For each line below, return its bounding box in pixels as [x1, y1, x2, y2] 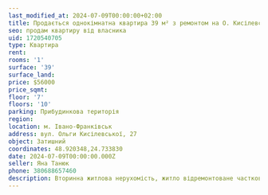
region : [8, 115, 34, 123]
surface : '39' [8, 64, 56, 72]
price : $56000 [8, 78, 56, 86]
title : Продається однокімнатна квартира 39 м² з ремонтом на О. [8, 19, 230, 27]
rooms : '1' [8, 57, 45, 64]
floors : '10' [8, 100, 52, 108]
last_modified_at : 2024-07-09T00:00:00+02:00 [8, 11, 162, 20]
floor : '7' [8, 93, 45, 101]
